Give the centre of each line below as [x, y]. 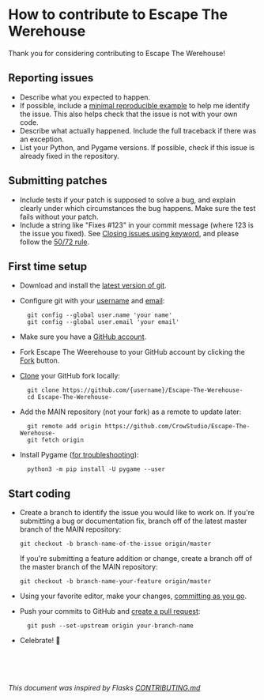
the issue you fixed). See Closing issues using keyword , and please [129, 233]
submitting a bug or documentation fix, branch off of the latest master [133, 521]
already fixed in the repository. [70, 156]
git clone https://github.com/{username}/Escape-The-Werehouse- [135, 390]
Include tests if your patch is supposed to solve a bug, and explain [127, 200]
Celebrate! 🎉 [40, 641]
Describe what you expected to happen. [85, 97]
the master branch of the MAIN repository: [89, 567]
